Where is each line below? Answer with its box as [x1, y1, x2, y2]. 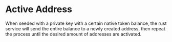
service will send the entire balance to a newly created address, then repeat [5, 25, 165, 31]
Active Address [5, 4, 73, 15]
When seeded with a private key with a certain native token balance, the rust [5, 20, 167, 26]
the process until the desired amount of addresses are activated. [5, 31, 142, 37]
